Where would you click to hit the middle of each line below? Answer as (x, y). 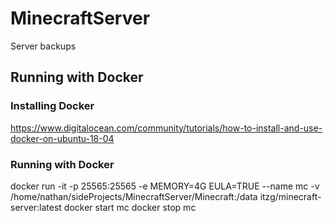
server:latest (36, 207)
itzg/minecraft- (290, 196)
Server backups (43, 46)
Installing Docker (52, 106)
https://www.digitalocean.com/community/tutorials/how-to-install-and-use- (166, 128)
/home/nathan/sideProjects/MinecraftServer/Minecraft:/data (134, 196)
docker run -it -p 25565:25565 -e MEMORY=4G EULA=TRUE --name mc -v (165, 186)
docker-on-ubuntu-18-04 (62, 138)
